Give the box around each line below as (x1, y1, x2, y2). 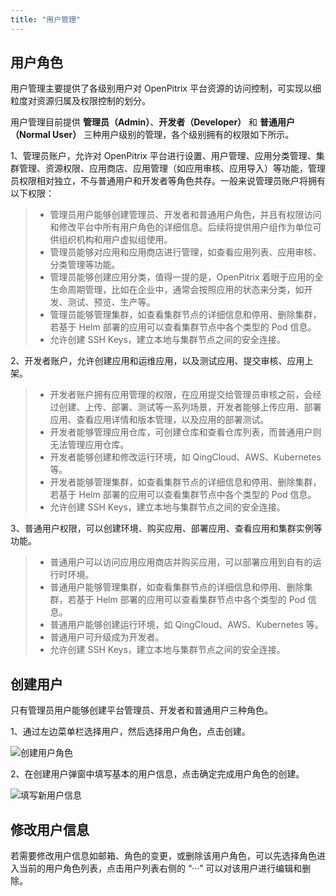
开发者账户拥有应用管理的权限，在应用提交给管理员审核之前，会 (49, 389, 313, 401)
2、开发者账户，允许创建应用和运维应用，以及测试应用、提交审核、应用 (10, 355, 305, 367)
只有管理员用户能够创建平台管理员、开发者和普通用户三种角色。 (10, 704, 273, 716)
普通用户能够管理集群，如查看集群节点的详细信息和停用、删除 (49, 581, 305, 593)
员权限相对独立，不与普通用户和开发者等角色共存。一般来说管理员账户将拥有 (10, 175, 326, 187)
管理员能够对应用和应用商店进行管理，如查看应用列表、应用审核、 (49, 246, 322, 258)
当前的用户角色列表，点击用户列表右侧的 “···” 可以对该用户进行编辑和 (18, 862, 303, 875)
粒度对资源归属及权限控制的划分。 (10, 95, 151, 107)
